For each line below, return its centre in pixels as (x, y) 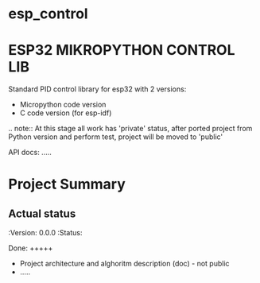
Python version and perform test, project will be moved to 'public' (116, 137)
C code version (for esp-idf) (66, 113)
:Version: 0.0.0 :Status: (45, 233)
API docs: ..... (30, 153)
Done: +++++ (31, 248)
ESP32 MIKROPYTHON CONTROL (122, 50)
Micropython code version (63, 105)
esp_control (49, 14)
